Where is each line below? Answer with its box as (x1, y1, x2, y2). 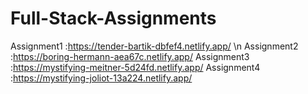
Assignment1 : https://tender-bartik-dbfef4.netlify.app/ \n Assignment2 (10, 40, 299, 52)
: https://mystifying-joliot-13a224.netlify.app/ (10, 72, 193, 84)
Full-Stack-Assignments (10, 7, 217, 30)
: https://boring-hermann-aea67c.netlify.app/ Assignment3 (10, 50, 250, 62)
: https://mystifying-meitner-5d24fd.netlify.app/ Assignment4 (10, 61, 261, 73)
